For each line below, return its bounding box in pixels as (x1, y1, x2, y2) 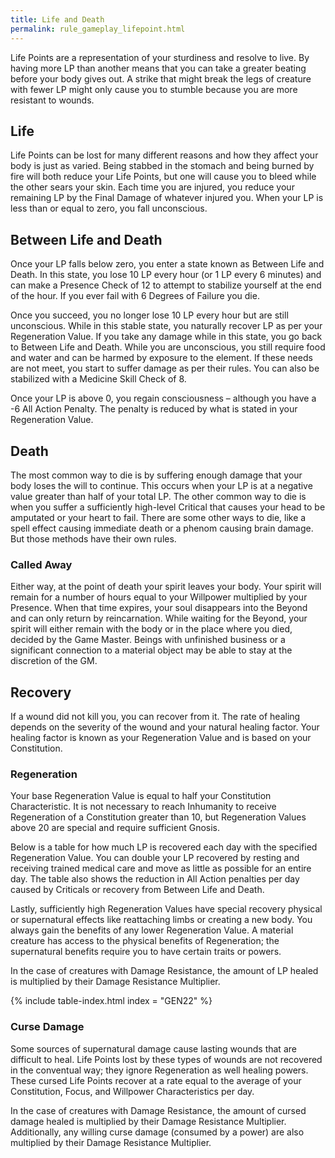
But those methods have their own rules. (10, 532, 177, 545)
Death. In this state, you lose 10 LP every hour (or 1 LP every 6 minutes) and (10, 269, 322, 281)
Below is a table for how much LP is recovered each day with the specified (10, 841, 318, 853)
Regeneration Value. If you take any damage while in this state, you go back (10, 331, 323, 343)
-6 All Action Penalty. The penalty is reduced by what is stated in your (10, 403, 298, 415)
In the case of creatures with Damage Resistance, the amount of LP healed (10, 965, 319, 977)
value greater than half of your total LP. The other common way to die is (10, 490, 307, 502)
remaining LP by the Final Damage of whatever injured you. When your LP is (10, 192, 324, 204)
